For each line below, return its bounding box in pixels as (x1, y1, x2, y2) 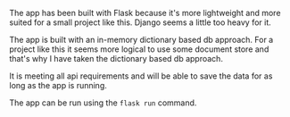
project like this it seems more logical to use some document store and (9, 44, 269, 54)
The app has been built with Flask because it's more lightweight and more (9, 8, 281, 18)
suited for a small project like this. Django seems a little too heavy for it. (9, 17, 272, 28)
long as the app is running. (9, 80, 107, 90)
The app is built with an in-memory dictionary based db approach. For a (9, 35, 274, 45)
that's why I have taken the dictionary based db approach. (9, 54, 223, 63)
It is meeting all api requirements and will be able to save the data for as (9, 71, 273, 81)
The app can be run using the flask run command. (9, 97, 197, 108)
